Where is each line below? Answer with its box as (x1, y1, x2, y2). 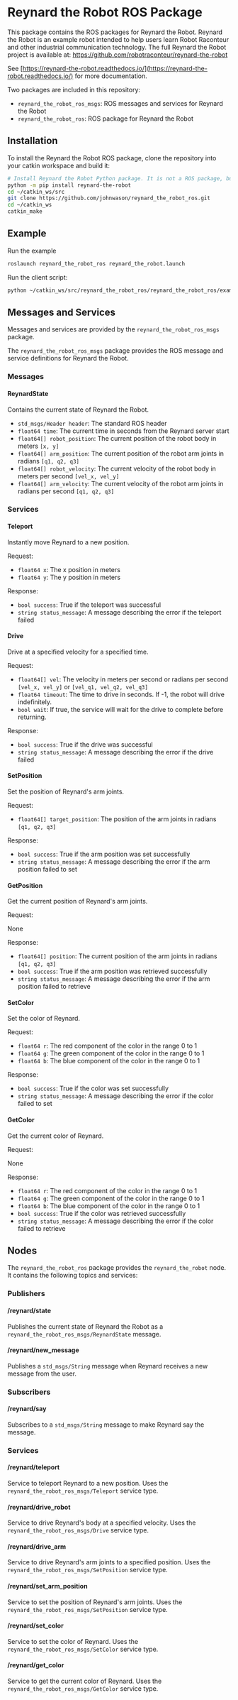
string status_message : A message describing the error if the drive (17, 747, 214, 756)
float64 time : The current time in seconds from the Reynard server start (17, 427, 229, 435)
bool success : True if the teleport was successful (17, 601, 161, 609)
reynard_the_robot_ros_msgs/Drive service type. (7, 1526, 149, 1535)
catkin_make (7, 208, 42, 215)
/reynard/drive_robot (7, 1503, 71, 1511)
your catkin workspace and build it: (7, 161, 110, 170)
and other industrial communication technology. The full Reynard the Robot (7, 43, 227, 51)
